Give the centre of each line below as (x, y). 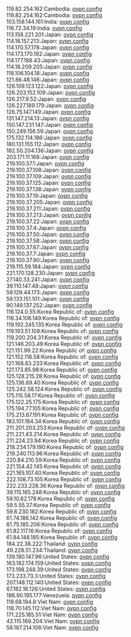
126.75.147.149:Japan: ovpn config (49, 112)
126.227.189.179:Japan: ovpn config (50, 105)
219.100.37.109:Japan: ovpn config (49, 176)
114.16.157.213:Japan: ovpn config (47, 41)
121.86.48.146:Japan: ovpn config (48, 79)
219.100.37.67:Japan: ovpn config (47, 247)
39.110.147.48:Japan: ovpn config (47, 286)
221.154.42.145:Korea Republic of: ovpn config (64, 466)
